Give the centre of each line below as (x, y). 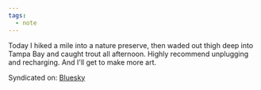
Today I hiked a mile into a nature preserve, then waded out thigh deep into (131, 45)
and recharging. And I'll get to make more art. (83, 62)
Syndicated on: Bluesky (47, 77)
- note (26, 23)
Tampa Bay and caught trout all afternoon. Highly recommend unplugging (129, 54)
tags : (17, 15)
